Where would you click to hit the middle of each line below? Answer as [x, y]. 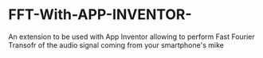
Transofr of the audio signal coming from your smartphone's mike [116, 44]
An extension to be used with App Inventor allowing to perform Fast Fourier [131, 37]
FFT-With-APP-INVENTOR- [100, 15]
